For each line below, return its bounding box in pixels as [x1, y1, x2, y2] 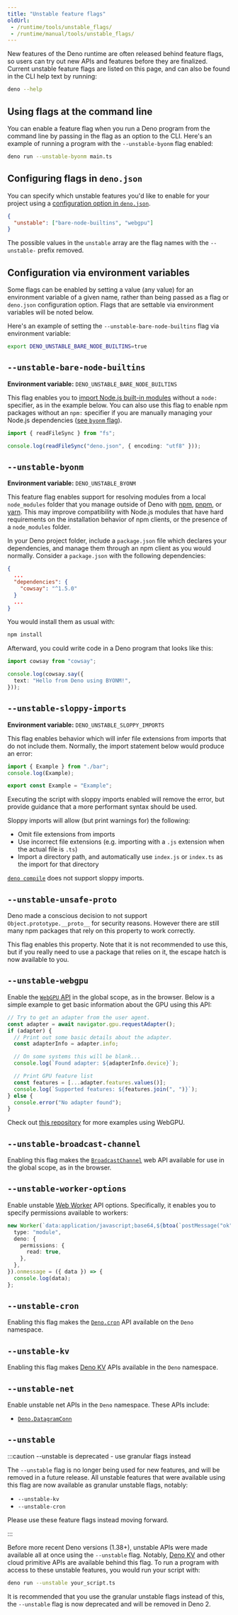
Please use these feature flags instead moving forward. [7, 1515, 169, 1524]
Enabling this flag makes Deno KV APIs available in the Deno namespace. [7, 1363, 218, 1371]
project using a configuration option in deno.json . [7, 199, 151, 208]
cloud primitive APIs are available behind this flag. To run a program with [7, 1558, 220, 1566]
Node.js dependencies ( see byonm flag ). [7, 416, 123, 424]
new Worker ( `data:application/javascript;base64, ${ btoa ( [7, 1222, 179, 1229]
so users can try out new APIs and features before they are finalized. [7, 57, 208, 66]
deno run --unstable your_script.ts [7, 1579, 115, 1587]
